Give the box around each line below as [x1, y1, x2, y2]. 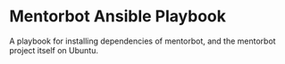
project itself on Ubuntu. [9, 44, 99, 55]
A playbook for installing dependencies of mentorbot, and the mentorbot [9, 36, 276, 46]
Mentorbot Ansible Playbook [9, 6, 226, 27]
